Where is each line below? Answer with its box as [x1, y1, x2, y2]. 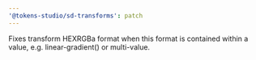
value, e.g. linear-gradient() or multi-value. [8, 42, 151, 52]
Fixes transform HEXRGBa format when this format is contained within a [8, 34, 249, 43]
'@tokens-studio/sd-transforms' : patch [8, 11, 143, 20]
